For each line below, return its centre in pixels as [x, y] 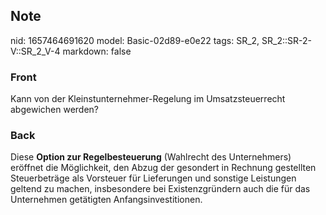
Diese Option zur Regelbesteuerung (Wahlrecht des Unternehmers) [151, 157]
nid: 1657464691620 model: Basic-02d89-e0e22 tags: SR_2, [135, 40]
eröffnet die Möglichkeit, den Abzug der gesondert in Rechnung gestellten [163, 168]
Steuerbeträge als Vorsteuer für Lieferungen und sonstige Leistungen [153, 178]
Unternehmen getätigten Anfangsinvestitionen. [106, 200]
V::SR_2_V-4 [35, 51]
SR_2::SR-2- [286, 40]
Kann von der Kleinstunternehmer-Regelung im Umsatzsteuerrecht [148, 99]
